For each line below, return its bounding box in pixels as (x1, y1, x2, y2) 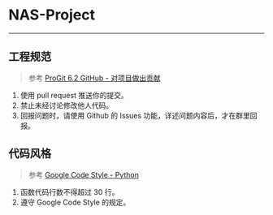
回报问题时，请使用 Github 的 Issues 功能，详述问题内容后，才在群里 (19, 110, 250, 120)
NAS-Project (8, 6, 96, 24)
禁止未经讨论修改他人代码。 (19, 100, 114, 110)
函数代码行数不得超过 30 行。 (19, 187, 119, 196)
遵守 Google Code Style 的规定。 (19, 197, 131, 207)
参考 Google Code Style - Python (28, 170, 140, 179)
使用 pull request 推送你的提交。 (19, 90, 128, 100)
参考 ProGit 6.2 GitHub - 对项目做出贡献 (28, 73, 161, 83)
